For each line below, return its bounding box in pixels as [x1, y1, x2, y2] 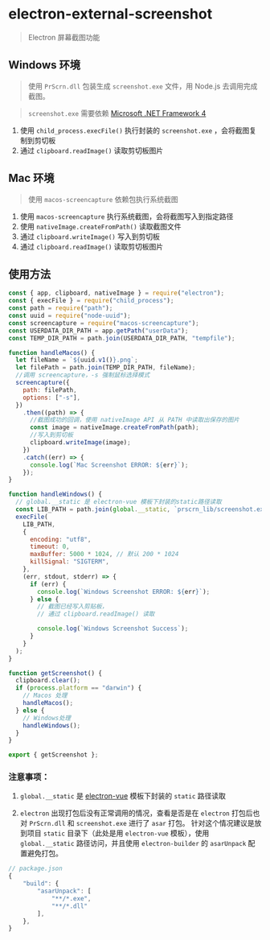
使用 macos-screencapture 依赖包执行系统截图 [27, 194, 178, 204]
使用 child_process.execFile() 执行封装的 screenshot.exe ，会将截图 [19, 126, 250, 135]
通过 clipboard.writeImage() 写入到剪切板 [19, 231, 161, 241]
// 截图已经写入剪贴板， [37, 603, 108, 611]
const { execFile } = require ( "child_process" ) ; [8, 297, 174, 305]
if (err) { [29, 580, 67, 588]
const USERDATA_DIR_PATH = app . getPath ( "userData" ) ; [8, 327, 189, 335]
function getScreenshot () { [8, 669, 103, 677]
